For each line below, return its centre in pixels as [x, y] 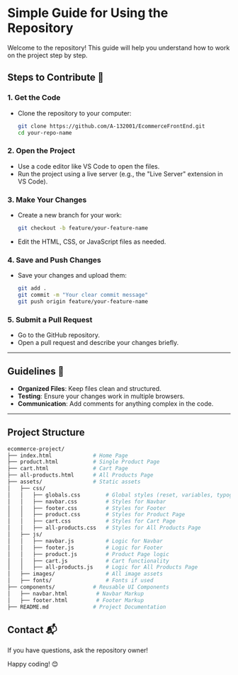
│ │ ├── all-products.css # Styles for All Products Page [104, 528]
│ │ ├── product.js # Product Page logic [89, 554]
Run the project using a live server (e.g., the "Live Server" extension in [120, 174]
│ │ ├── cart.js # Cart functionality [89, 561]
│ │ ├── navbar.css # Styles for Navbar [87, 501]
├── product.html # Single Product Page [84, 462]
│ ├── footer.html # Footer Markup [75, 600]
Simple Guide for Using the [88, 13]
